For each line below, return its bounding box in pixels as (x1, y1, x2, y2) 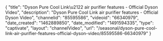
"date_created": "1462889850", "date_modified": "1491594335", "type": (5, 20, 154, 26)
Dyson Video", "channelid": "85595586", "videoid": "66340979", (5, 15, 139, 20)
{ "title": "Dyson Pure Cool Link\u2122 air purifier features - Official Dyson (5, 4, 158, 10)
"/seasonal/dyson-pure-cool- (96, 25, 157, 31)
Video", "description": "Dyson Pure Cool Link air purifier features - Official (5, 9, 158, 15)
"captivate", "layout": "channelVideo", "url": (5, 25, 96, 31)
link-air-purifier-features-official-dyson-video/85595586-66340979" (5, 31, 148, 36)
